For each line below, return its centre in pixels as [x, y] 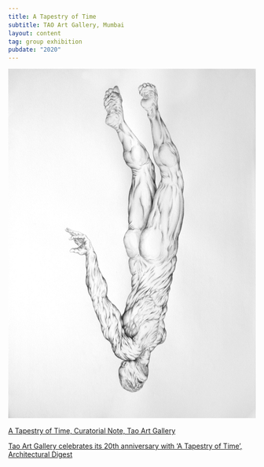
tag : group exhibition [45, 42]
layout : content [35, 33]
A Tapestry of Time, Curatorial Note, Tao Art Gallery [92, 431]
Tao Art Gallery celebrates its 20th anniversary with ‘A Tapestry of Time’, [125, 446]
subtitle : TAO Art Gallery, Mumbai [66, 25]
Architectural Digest [40, 454]
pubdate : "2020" [35, 50]
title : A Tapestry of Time [52, 17]
